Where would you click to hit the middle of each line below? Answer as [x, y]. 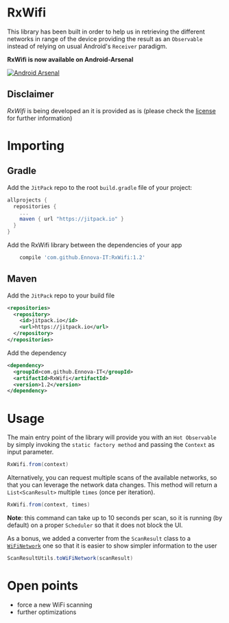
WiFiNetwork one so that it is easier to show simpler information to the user [112, 546]
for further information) [40, 118]
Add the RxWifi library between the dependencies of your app [95, 245]
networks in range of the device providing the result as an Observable [105, 38]
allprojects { [27, 200]
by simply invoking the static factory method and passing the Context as [111, 445]
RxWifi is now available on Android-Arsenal [70, 59]
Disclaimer [31, 94]
